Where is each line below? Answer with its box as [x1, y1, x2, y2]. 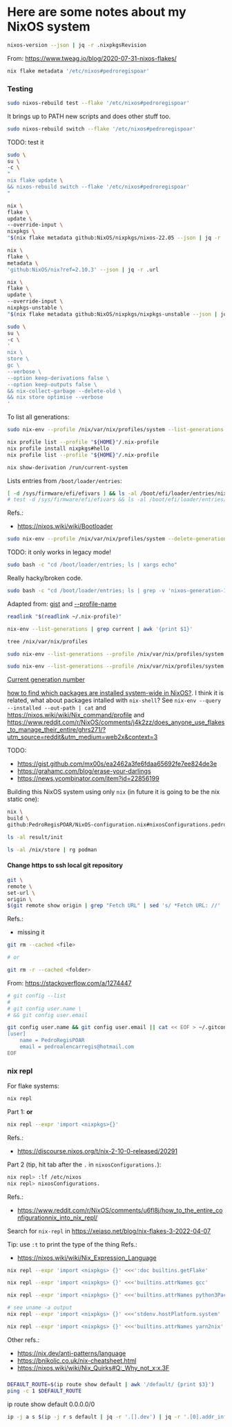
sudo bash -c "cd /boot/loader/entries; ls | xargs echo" [7, 561, 177, 569]
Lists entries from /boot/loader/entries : [7, 476, 122, 484]
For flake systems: [7, 1082, 60, 1090]
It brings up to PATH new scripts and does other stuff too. [7, 112, 171, 120]
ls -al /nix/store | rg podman [7, 846, 97, 853]
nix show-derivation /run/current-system [7, 464, 128, 471]
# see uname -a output [7, 1304, 72, 1312]
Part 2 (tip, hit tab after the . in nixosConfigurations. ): [7, 1160, 162, 1169]
